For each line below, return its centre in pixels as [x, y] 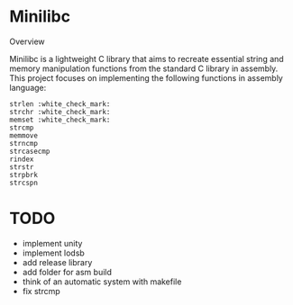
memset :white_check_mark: [60, 120]
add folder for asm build [67, 272]
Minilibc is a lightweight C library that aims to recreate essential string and [146, 58]
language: [28, 87]
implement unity [52, 243]
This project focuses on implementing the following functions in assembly [146, 77]
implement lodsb [54, 253]
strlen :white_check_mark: [60, 104]
